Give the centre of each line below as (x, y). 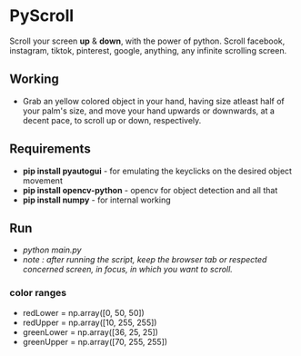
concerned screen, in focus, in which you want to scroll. (128, 270)
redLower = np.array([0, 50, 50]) (84, 312)
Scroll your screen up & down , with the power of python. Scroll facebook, (147, 41)
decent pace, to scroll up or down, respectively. (112, 120)
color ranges (38, 293)
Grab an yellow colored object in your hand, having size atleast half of (153, 101)
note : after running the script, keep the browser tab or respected (145, 260)
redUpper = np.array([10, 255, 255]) (90, 322)
